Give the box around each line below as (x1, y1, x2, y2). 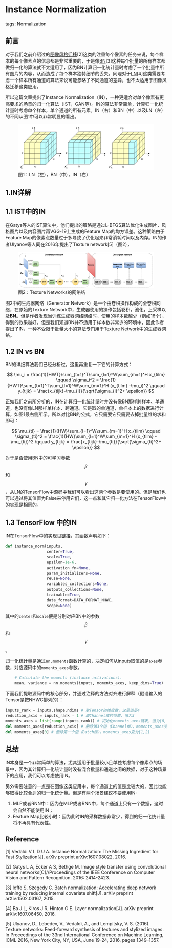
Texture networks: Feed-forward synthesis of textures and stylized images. (5, 926, 164, 933)
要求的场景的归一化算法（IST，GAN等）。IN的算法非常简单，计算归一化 (9, 100, 159, 107)
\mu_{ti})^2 (10, 439, 34, 445)
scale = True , (46, 554, 72, 559)
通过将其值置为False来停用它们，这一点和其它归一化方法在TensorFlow (14, 495, 162, 501)
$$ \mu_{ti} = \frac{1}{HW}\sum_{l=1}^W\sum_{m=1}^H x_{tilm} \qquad (11, 428, 161, 434)
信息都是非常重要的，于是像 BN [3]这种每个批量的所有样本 (40, 57, 161, 64)
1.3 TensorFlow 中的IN (5, 518, 77, 527)
